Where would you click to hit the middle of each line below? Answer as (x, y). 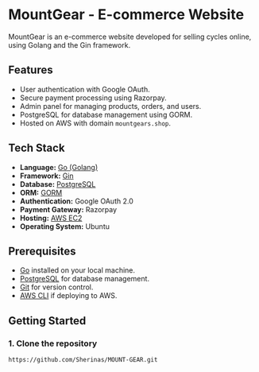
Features (31, 70)
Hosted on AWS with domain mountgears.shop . (95, 123)
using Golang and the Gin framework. (70, 45)
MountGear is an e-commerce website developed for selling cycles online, (130, 37)
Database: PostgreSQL (58, 184)
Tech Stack (37, 148)
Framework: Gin (46, 176)
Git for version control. (56, 287)
